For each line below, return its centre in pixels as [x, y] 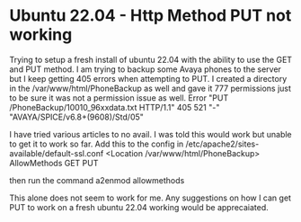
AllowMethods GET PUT [54, 163]
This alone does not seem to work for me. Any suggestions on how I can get [150, 198]
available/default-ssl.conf [57, 153]
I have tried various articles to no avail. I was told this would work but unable [150, 134]
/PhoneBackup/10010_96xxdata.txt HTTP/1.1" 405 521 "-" [115, 107]
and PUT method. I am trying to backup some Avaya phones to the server [145, 69]
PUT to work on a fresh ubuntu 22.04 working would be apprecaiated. [139, 207]
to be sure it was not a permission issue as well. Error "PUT [119, 98]
